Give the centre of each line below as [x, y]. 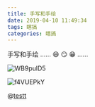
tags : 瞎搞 [22, 27]
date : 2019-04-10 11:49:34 [47, 20]
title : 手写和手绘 [32, 14]
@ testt [17, 96]
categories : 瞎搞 [32, 33]
